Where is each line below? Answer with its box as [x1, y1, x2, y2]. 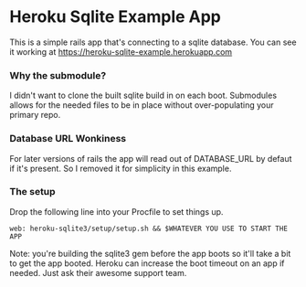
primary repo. [9, 110, 61, 121]
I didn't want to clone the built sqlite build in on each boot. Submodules [9, 90, 277, 101]
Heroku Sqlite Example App [9, 6, 222, 27]
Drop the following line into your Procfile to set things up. [9, 206, 224, 217]
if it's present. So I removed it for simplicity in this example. [9, 163, 232, 174]
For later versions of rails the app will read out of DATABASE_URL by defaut [9, 153, 292, 164]
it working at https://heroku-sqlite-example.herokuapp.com [9, 46, 233, 57]
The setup [9, 186, 57, 198]
